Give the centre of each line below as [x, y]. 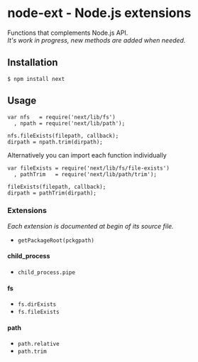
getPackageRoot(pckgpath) [56, 240]
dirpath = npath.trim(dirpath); [55, 142]
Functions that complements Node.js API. [68, 33]
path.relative [38, 344]
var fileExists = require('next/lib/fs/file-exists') [89, 168]
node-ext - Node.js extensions [99, 13]
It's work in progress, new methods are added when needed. [97, 40]
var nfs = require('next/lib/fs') [61, 117]
